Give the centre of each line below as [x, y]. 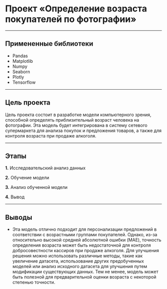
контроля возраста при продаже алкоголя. [51, 136]
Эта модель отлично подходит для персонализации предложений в [84, 229]
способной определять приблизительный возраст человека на [72, 120]
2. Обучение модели [27, 178]
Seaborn [21, 72]
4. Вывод [15, 197]
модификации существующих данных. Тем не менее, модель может [85, 272]
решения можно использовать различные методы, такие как [77, 256]
